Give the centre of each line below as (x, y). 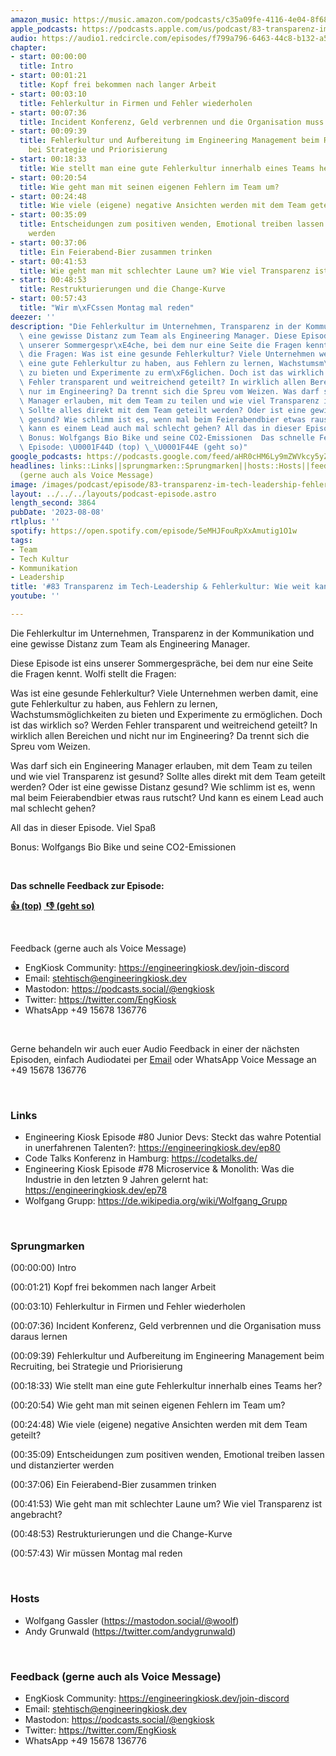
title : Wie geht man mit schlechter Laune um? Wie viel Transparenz (165, 271)
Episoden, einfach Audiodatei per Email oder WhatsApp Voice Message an (163, 1059)
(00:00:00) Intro (43, 1268)
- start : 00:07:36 (48, 112)
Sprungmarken (47, 1246)
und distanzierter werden (62, 1465)
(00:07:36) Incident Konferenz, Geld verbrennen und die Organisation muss (166, 1326)
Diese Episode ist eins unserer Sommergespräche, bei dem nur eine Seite (162, 663)
